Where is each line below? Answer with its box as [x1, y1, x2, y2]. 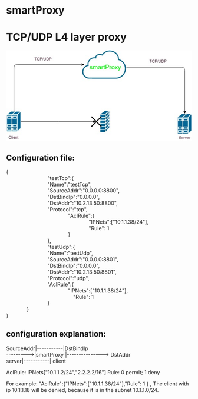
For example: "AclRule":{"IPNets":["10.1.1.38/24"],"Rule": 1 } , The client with [6, 380, 189, 387]
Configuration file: [6, 152, 75, 162]
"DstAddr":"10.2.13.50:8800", [47, 199, 118, 207]
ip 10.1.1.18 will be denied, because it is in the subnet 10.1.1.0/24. [6, 386, 159, 393]
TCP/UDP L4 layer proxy [6, 31, 127, 44]
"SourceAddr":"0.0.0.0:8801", [47, 256, 119, 263]
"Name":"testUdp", [47, 250, 93, 257]
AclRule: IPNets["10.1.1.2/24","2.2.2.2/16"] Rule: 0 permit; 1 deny [6, 368, 160, 375]
